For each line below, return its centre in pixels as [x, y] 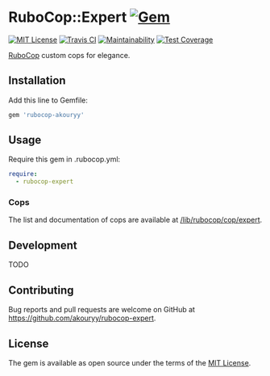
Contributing [41, 290]
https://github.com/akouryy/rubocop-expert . [82, 318]
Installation [37, 81]
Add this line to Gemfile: [48, 100]
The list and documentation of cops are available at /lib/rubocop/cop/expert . [135, 220]
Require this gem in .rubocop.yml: [64, 159]
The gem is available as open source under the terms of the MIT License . [130, 362]
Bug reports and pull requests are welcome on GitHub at [102, 310]
